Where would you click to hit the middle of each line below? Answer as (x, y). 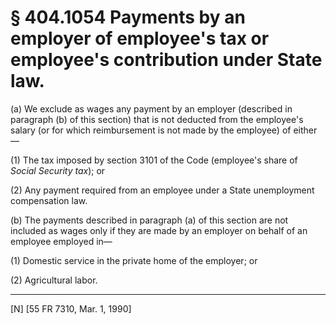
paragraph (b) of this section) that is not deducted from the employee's (157, 119)
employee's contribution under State (166, 60)
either (305, 130)
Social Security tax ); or (58, 170)
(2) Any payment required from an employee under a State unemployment (162, 190)
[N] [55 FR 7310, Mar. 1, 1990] (71, 308)
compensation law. (49, 200)
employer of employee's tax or (140, 38)
